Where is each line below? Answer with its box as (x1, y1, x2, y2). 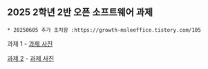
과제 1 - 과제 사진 (7, 39, 53, 48)
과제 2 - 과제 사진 (7, 54, 55, 62)
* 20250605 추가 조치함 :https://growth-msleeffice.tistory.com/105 (7, 26, 202, 33)
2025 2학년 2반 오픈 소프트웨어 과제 (7, 6, 153, 19)
